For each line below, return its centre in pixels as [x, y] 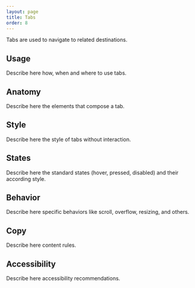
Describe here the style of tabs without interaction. [69, 139]
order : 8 [17, 23]
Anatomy [24, 92]
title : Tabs [21, 17]
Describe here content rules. [41, 245]
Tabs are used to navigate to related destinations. [67, 40]
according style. [26, 179]
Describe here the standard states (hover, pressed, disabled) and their [92, 172]
